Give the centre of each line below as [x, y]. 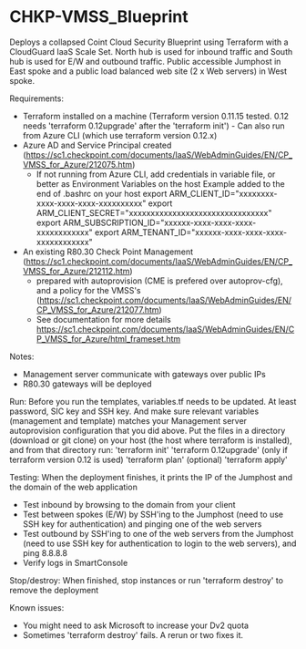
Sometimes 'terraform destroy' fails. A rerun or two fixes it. [133, 634]
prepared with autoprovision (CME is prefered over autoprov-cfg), [160, 281]
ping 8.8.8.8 [45, 552]
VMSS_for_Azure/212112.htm [76, 271]
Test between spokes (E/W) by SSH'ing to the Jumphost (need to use [153, 514]
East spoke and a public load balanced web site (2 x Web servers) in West [148, 71]
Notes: [22, 356]
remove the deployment [54, 590]
